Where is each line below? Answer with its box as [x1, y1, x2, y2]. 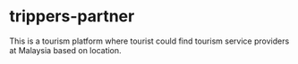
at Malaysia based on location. [9, 44, 123, 55]
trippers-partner [9, 6, 135, 27]
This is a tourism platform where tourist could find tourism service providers [9, 36, 290, 46]
